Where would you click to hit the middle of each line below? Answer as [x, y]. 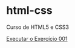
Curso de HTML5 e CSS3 [38, 27]
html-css [29, 10]
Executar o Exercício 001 [37, 38]
